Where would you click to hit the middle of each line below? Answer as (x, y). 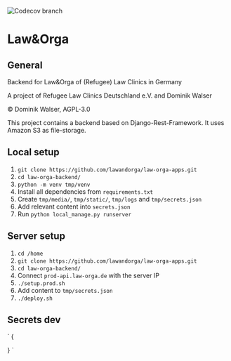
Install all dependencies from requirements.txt (85, 191)
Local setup (33, 152)
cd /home (30, 254)
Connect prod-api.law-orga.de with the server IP (88, 275)
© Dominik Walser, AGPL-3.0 (49, 109)
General (25, 65)
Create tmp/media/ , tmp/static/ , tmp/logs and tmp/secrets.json (110, 199)
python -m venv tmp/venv (54, 185)
